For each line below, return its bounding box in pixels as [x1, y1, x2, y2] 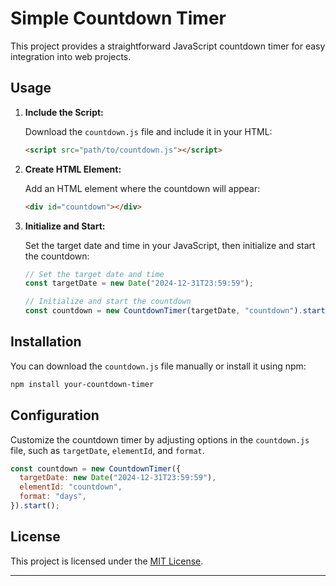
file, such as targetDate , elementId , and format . [10, 444, 205, 456]
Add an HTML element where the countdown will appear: [24, 182, 261, 194]
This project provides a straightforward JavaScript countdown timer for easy [10, 40, 326, 52]
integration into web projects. [10, 50, 132, 62]
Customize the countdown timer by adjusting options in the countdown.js [10, 433, 310, 446]
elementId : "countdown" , [19, 482, 123, 492]
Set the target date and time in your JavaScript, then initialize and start [24, 239, 316, 251]
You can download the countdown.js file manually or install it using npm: [10, 360, 307, 372]
